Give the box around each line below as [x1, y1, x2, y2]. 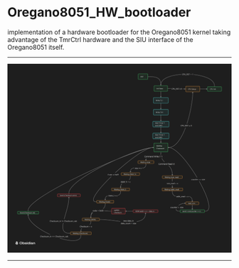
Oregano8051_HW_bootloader [7, 4, 191, 21]
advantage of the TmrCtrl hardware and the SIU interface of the [7, 35, 193, 43]
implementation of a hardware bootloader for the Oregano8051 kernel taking [7, 28, 231, 36]
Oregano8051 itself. [7, 43, 65, 51]
